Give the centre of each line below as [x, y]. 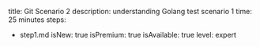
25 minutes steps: [37, 20]
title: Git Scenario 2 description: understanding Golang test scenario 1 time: [130, 11]
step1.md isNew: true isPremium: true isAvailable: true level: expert [128, 35]
